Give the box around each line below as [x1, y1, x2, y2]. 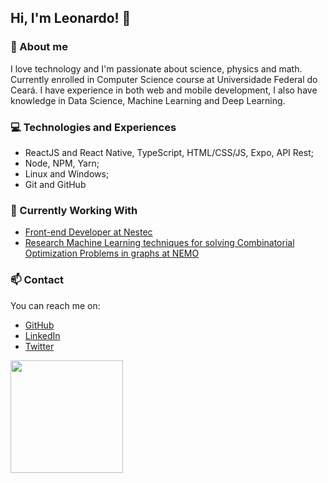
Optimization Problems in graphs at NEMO [24, 247, 200, 260]
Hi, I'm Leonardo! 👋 [10, 10, 132, 27]
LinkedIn [24, 329, 61, 341]
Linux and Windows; [24, 167, 110, 180]
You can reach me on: [10, 299, 101, 311]
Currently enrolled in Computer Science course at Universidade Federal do [10, 73, 318, 85]
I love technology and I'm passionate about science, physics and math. [10, 62, 303, 75]
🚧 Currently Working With [10, 203, 138, 217]
